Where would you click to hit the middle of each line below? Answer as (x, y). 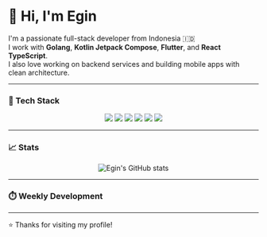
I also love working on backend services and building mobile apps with (124, 64)
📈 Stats (24, 148)
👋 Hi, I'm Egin (52, 16)
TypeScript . (28, 56)
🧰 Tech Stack (34, 100)
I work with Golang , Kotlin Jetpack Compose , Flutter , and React (114, 47)
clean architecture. (39, 72)
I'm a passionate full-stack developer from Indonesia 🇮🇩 (102, 38)
